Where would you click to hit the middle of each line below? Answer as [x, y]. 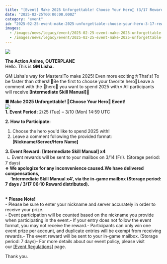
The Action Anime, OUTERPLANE [40, 61]
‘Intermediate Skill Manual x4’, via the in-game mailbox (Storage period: [86, 179]
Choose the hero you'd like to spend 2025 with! [61, 131]
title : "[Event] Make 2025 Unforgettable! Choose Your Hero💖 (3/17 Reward [84, 10]
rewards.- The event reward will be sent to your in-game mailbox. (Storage [82, 236]
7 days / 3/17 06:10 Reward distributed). [47, 184]
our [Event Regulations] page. [36, 247]
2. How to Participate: [28, 121]
